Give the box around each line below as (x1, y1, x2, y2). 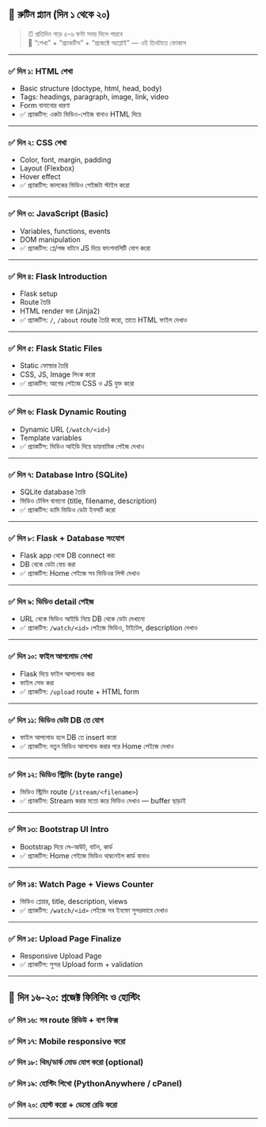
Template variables (19, 433, 82, 443)
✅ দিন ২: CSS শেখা (8, 137, 67, 148)
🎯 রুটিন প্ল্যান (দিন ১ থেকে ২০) (8, 8, 111, 21)
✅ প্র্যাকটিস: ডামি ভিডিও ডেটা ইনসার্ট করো (19, 504, 116, 514)
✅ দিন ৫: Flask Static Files (8, 343, 103, 354)
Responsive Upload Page (19, 951, 102, 960)
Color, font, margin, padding (19, 155, 112, 165)
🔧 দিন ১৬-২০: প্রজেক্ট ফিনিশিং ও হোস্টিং (8, 991, 140, 1004)
